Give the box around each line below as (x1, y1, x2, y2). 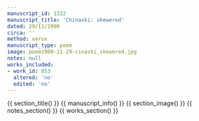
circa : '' (7, 29, 36, 36)
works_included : (7, 61, 54, 68)
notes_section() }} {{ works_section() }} (7, 107, 118, 115)
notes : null (7, 55, 41, 62)
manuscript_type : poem (7, 42, 72, 49)
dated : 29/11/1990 (7, 23, 60, 30)
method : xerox (7, 36, 48, 43)
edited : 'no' (13, 80, 51, 87)
